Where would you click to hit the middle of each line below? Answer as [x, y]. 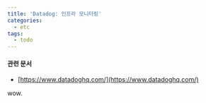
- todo [23, 40]
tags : [15, 34]
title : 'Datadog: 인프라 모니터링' [55, 14]
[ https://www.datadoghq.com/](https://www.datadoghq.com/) [108, 80]
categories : [25, 20]
